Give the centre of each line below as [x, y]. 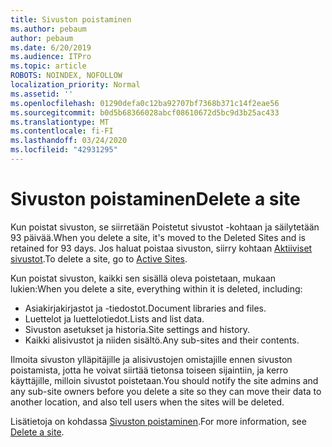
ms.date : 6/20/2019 [51, 47]
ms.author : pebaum [48, 29]
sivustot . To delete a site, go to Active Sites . [99, 258]
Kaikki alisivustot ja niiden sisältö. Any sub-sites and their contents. [162, 340]
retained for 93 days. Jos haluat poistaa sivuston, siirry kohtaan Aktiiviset [161, 248]
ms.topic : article [48, 66]
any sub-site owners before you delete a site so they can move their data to [166, 391]
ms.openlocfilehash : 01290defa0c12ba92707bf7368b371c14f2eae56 [145, 103]
